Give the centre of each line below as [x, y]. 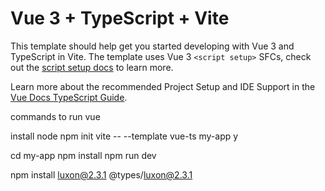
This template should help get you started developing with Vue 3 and [152, 46]
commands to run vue [55, 116]
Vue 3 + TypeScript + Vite [120, 18]
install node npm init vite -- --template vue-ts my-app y [124, 136]
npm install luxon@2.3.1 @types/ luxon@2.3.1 [101, 174]
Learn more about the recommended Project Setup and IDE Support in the [163, 86]
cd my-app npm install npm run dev [83, 155]
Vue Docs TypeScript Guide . [69, 97]
